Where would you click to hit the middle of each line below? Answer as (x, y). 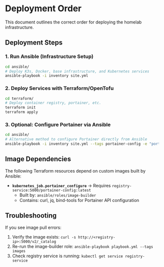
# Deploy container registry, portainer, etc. (53, 103)
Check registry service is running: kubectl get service (67, 256)
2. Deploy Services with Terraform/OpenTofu (59, 89)
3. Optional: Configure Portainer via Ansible (58, 124)
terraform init (20, 108)
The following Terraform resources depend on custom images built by (75, 171)
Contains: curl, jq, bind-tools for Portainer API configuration (79, 200)
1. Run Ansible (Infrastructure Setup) (49, 57)
